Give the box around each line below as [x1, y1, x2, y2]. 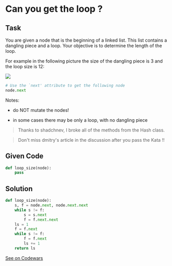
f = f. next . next [24, 217, 59, 222]
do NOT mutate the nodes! [12, 107, 69, 113]
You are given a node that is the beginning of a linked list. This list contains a [5, 37, 167, 43]
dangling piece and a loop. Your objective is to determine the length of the [5, 43, 162, 49]
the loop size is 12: [5, 64, 45, 69]
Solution [5, 184, 33, 193]
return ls [14, 245, 36, 251]
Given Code [5, 152, 44, 161]
